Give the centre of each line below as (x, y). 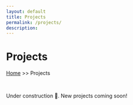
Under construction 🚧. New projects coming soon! (67, 96)
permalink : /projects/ (34, 22)
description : (22, 28)
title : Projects (26, 17)
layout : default (26, 11)
